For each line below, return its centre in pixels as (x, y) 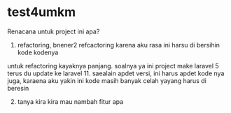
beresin (18, 88)
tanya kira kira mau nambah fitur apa (70, 101)
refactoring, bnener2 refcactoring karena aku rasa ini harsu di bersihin (119, 45)
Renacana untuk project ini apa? (54, 31)
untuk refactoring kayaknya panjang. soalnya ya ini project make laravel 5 (113, 66)
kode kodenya (38, 52)
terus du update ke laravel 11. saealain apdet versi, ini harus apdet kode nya (116, 73)
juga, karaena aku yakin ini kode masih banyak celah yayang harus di (107, 80)
